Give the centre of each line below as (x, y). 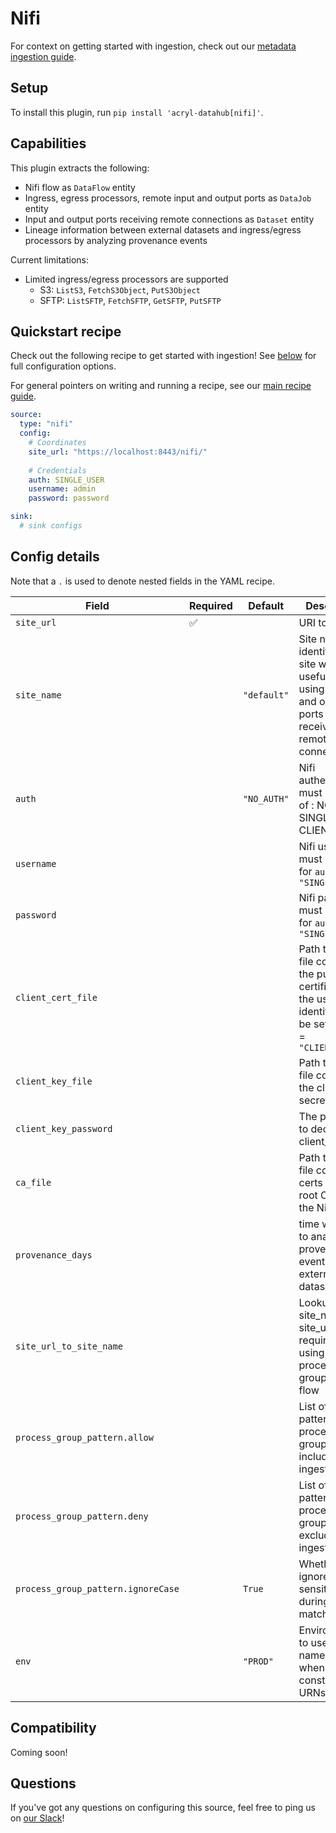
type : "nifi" (46, 424)
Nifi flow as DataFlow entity (80, 187)
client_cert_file (56, 997)
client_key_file (54, 1081)
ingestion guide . (43, 56)
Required (210, 605)
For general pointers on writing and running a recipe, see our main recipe (161, 386)
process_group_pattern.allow (84, 1437)
